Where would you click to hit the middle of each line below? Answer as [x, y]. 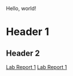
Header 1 [28, 32]
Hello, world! [21, 8]
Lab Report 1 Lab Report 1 [36, 67]
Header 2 [23, 53]
